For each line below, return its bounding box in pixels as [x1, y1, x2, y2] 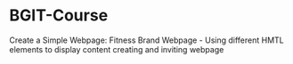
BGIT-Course [9, 5, 109, 26]
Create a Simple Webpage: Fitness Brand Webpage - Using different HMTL [9, 35, 285, 45]
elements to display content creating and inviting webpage [9, 44, 224, 54]
